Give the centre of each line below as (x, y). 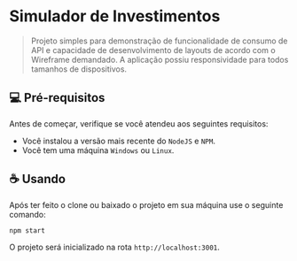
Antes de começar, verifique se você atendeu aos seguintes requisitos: (139, 123)
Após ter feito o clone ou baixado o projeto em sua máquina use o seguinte (146, 204)
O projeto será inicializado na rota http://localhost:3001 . (114, 247)
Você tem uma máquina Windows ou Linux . (98, 150)
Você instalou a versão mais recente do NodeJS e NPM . (118, 141)
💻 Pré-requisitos (57, 98)
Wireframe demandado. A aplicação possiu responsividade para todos (160, 59)
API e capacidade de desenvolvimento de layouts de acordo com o (153, 50)
